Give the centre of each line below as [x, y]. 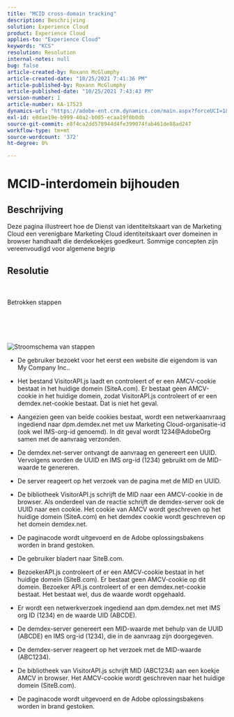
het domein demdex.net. [52, 524]
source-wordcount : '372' [43, 137]
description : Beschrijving [46, 20]
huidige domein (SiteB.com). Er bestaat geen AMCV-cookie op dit [111, 579]
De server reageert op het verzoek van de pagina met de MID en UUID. [119, 481]
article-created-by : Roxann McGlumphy [63, 72]
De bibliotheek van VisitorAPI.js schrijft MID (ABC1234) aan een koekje [118, 670]
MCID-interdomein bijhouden [93, 184]
